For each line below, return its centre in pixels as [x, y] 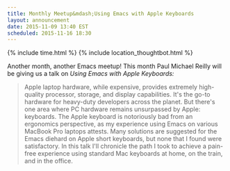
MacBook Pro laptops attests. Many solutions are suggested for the [121, 131]
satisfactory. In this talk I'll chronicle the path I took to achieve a [115, 146]
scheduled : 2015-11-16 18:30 [49, 33]
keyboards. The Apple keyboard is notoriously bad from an [108, 117]
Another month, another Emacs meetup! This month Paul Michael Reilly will [115, 66]
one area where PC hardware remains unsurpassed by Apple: [112, 109]
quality [34, 95]
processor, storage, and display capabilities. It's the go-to [128, 95]
